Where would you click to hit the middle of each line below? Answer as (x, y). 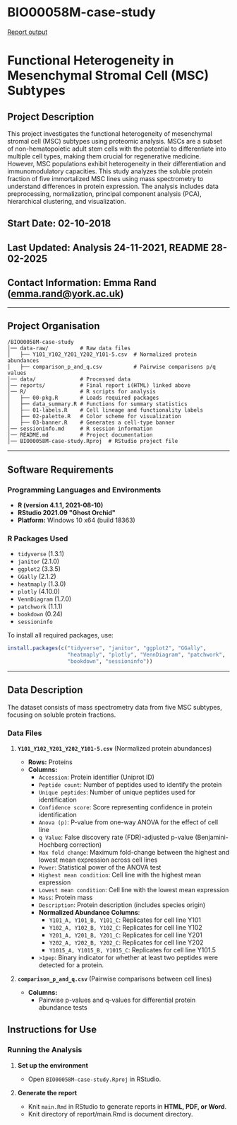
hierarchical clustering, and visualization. (67, 201)
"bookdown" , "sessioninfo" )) (110, 662)
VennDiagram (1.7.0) (44, 599)
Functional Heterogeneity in (91, 60)
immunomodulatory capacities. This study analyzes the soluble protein (110, 171)
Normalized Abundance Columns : (89, 913)
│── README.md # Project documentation (80, 435)
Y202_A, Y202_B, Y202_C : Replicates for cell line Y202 (126, 942)
